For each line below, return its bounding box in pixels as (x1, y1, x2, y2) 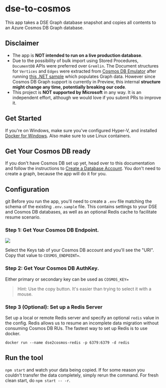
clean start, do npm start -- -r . (5, 377, 71, 383)
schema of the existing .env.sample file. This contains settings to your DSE (5, 204, 158, 210)
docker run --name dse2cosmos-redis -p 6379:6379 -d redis (5, 340, 130, 345)
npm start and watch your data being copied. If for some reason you (5, 367, 145, 373)
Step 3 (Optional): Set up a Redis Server (5, 304, 103, 310)
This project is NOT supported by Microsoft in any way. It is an (12, 89, 142, 95)
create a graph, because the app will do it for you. (5, 171, 107, 177)
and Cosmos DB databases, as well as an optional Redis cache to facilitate (5, 209, 157, 215)
